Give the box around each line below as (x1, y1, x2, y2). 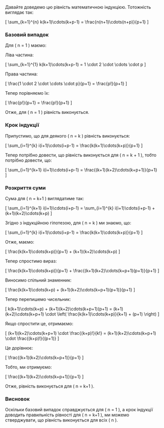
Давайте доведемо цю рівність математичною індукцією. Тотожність (5, 4, 151, 10)
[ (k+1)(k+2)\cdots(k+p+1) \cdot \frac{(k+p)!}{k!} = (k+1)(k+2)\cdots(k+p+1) (5, 330, 156, 336)
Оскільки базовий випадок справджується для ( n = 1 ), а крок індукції (5, 407, 153, 413)
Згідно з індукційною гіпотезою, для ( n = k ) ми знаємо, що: (5, 219, 132, 226)
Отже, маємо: (5, 239, 34, 245)
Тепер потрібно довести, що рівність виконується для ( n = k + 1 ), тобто (5, 152, 157, 158)
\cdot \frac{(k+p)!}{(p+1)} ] (5, 335, 59, 341)
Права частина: (5, 71, 38, 77)
